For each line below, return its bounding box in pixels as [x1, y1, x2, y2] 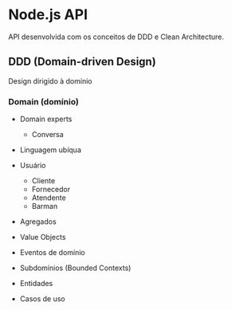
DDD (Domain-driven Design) [8, 55, 157, 69]
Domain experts [19, 114, 73, 124]
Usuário [19, 161, 46, 171]
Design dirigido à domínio [8, 76, 92, 85]
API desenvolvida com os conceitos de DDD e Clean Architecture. [8, 32, 225, 41]
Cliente [31, 176, 56, 186]
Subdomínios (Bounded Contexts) [19, 263, 132, 273]
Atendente [31, 193, 66, 202]
